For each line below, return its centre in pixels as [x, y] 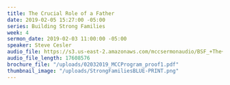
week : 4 [18, 33]
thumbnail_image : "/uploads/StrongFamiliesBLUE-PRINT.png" [93, 71]
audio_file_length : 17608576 [49, 58]
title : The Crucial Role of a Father [61, 13]
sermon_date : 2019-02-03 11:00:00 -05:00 [67, 39]
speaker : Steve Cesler [39, 45]
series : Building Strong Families [56, 26]
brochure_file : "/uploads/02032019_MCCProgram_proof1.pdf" [93, 64]
